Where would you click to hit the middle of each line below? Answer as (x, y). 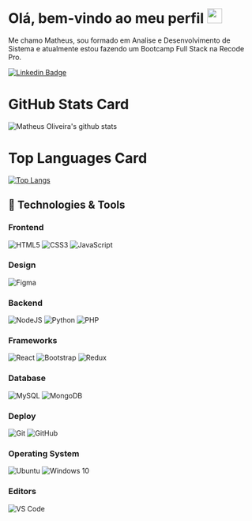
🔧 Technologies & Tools (67, 205)
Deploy (22, 416)
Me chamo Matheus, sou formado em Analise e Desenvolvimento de (119, 40)
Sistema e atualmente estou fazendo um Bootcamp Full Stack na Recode (126, 48)
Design (22, 265)
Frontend (26, 228)
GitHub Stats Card (69, 105)
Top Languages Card (78, 159)
